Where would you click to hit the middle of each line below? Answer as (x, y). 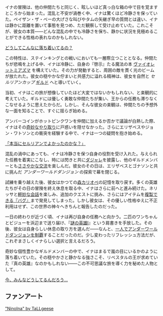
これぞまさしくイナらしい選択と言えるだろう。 (51, 241)
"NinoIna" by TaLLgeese (29, 308)
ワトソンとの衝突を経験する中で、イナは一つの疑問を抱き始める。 (79, 133)
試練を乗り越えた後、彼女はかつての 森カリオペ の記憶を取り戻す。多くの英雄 (81, 182)
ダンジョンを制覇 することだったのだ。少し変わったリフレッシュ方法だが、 (83, 235)
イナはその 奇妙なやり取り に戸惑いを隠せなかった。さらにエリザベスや (75, 127)
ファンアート (24, 296)
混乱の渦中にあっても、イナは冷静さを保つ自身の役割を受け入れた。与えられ (81, 154)
